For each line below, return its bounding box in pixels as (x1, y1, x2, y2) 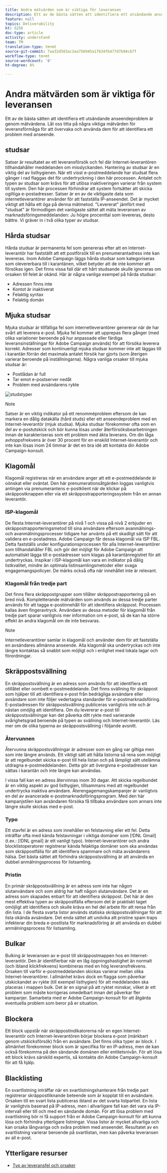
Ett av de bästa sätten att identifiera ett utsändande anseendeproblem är (5, 115, 154, 122)
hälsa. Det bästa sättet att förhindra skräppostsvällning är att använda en (5, 854, 154, 860)
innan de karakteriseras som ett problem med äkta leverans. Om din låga (5, 431, 154, 438)
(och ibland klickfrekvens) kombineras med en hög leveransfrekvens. (5, 963, 147, 969)
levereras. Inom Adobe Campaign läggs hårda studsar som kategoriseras (5, 255, 155, 261)
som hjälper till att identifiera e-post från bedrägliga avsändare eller (5, 691, 143, 697)
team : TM (5, 40, 23, 45)
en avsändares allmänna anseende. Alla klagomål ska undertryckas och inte (5, 642, 161, 648)
